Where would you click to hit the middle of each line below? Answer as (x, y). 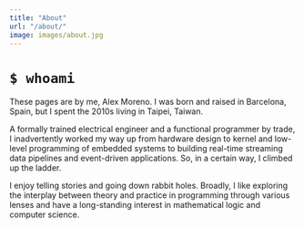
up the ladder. (35, 168)
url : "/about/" (38, 26)
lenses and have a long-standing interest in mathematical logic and (135, 205)
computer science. (45, 214)
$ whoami (42, 78)
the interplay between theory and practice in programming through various (150, 195)
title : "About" (38, 18)
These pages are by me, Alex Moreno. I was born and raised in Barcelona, (148, 102)
